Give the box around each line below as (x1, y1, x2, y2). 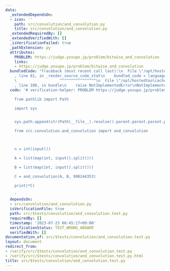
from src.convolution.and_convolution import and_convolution (14, 129, 148, 134)
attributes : (10, 50, 35, 55)
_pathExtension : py (10, 45, 51, 50)
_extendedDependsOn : (10, 12, 53, 17)
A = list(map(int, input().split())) (14, 156, 94, 161)
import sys (14, 106, 37, 111)
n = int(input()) (14, 146, 51, 152)
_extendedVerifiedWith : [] (10, 36, 67, 41)
